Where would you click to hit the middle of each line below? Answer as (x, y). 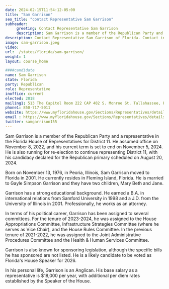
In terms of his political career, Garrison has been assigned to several (77, 213)
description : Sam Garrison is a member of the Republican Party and (90, 33)
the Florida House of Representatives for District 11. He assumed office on (82, 141)
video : (12, 47)
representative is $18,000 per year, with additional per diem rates (73, 275)
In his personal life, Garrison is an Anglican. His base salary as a (71, 270)
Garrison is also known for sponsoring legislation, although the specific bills (84, 250)
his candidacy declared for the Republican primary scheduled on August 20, (84, 157)
